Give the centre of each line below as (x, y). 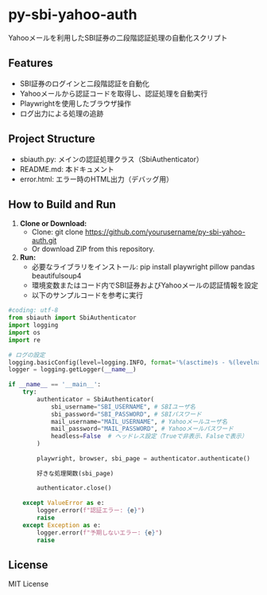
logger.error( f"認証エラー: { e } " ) (91, 511)
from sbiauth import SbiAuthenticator (72, 318)
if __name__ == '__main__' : (55, 385)
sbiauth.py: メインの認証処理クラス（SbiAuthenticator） (112, 159)
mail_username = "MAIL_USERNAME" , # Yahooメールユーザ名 (139, 421)
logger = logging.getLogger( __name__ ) (72, 370)
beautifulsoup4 (56, 276)
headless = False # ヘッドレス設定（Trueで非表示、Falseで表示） (149, 436)
